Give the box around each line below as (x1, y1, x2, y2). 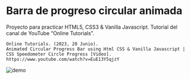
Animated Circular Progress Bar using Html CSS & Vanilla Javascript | (6, 46, 185, 52)
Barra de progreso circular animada (6, 4, 182, 18)
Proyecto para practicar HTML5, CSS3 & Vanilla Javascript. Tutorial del (6, 23, 178, 30)
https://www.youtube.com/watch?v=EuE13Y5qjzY (6, 56, 119, 62)
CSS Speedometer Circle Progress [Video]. (6, 51, 112, 57)
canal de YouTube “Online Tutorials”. (6, 29, 95, 36)
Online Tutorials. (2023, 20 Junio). (6, 41, 99, 47)
